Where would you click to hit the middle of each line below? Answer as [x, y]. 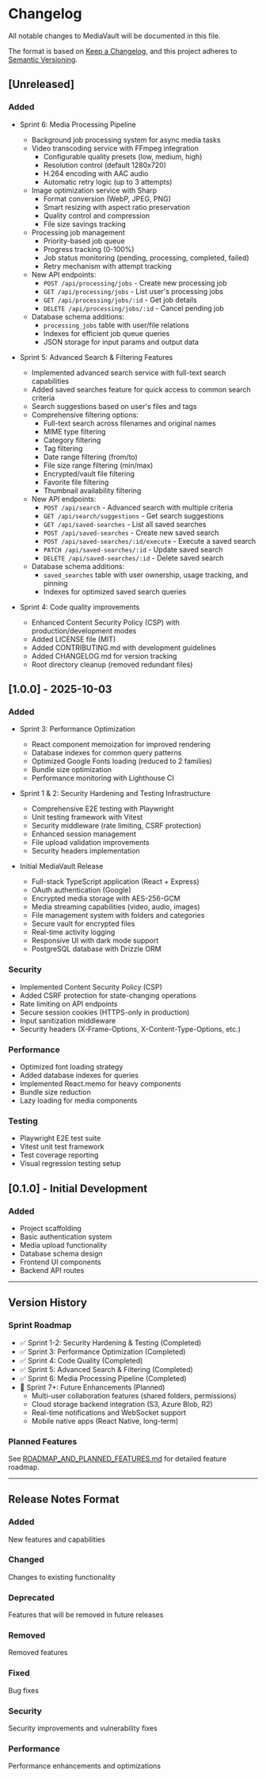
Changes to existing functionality [62, 1577]
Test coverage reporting [59, 1155]
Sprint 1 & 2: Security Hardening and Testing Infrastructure [115, 793]
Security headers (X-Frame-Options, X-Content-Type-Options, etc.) [130, 1029]
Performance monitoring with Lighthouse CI [103, 778]
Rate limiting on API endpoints [68, 1004]
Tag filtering [63, 448]
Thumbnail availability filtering [92, 490]
